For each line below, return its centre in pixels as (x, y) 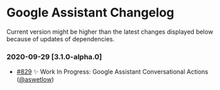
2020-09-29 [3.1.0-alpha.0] (54, 56)
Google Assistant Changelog (90, 13)
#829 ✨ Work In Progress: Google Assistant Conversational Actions (112, 72)
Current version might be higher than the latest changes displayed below (110, 32)
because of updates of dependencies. (61, 38)
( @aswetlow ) (35, 80)
